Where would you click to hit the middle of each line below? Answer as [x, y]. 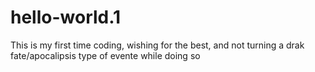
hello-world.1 [66, 17]
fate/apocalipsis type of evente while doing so [105, 55]
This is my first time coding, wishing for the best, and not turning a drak [157, 45]
